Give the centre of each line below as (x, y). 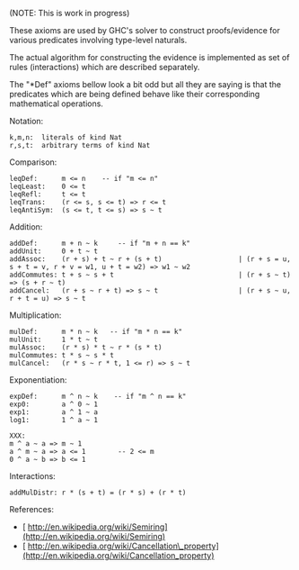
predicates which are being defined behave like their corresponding (135, 94)
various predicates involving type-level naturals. (98, 40)
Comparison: (33, 162)
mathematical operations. (56, 104)
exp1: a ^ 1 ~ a (54, 412)
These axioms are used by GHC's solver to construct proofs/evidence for (145, 30)
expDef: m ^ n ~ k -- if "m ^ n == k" (98, 396)
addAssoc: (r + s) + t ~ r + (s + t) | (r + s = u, (150, 259)
